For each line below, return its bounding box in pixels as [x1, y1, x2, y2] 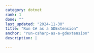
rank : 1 [5, 12, 22, 17]
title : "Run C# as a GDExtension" [5, 26, 79, 31]
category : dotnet [5, 7, 42, 13]
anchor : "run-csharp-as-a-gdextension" [5, 31, 90, 36]
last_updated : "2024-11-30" [5, 21, 65, 27]
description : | [5, 36, 38, 41]
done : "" [5, 17, 24, 22]
